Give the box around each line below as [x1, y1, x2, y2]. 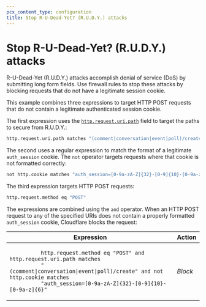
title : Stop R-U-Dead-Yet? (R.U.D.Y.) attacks [6, 15, 128, 21]
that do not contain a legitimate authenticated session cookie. [6, 105, 162, 113]
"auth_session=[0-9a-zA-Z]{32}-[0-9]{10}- [40, 280, 167, 287]
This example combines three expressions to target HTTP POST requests [6, 99, 191, 106]
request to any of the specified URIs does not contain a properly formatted [6, 212, 195, 220]
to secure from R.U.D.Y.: [6, 124, 67, 131]
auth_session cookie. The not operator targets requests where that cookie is [6, 153, 199, 161]
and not [140, 268, 164, 275]
